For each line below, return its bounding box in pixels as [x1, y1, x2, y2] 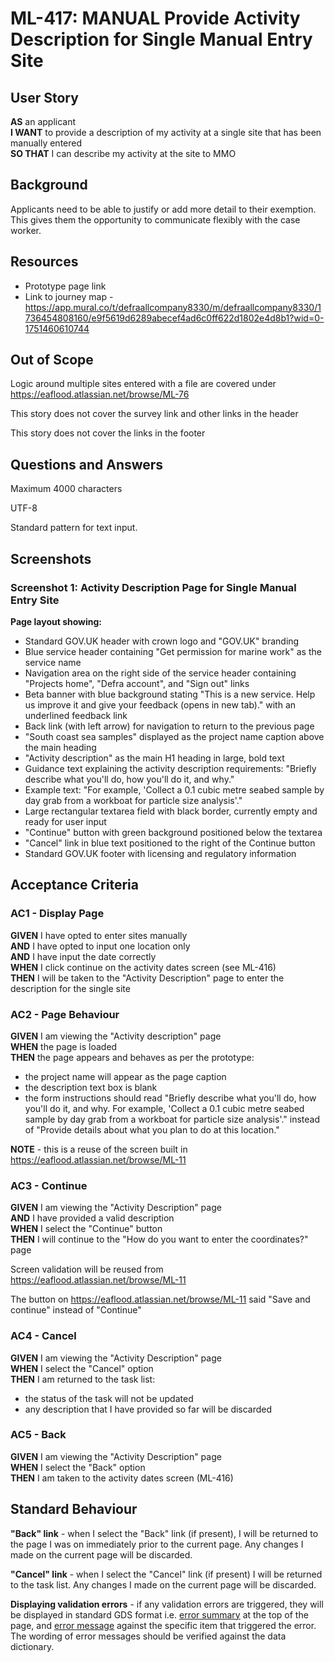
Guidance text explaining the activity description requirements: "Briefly [24, 762, 317, 774]
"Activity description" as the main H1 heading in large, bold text [24, 752, 285, 764]
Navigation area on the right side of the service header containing [24, 667, 297, 679]
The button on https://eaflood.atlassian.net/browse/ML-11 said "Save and [10, 1293, 311, 1306]
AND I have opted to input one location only [10, 940, 191, 952]
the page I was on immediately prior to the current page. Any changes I [10, 1538, 304, 1550]
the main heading [24, 741, 97, 753]
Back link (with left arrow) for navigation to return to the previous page [24, 720, 315, 732]
